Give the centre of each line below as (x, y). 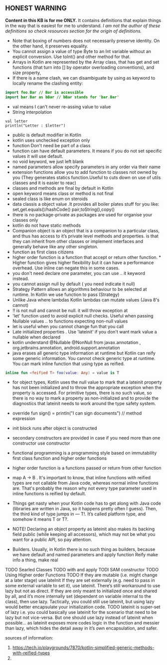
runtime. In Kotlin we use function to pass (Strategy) (66, 294)
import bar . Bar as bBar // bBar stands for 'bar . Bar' (62, 97)
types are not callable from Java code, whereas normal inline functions (85, 483)
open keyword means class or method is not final (63, 193)
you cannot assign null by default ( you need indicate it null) (74, 284)
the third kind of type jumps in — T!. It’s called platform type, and (79, 514)
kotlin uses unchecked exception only (51, 140)
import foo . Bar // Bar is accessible (44, 92)
